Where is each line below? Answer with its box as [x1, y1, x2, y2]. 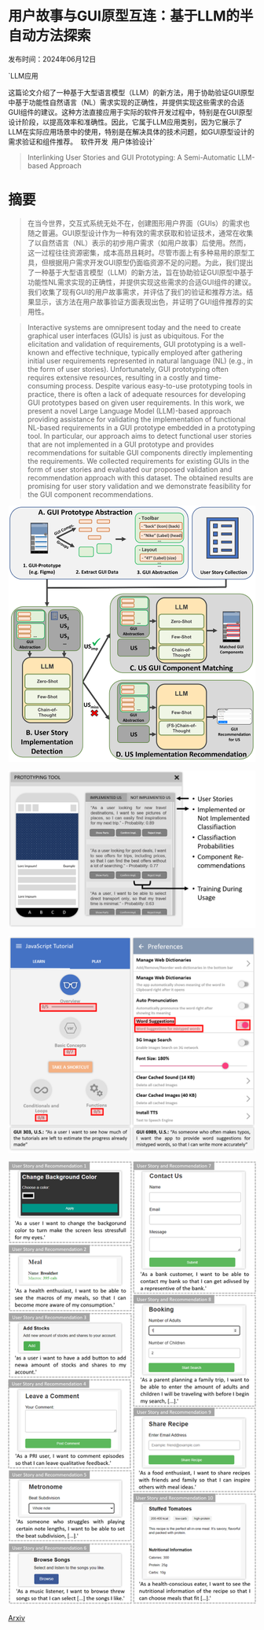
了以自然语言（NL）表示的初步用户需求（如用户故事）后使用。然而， [27, 237, 251, 248]
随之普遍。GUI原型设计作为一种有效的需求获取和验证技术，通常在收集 [27, 228, 254, 237]
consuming [27, 381, 64, 390]
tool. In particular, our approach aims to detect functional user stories [27, 431, 252, 440]
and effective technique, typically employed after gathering [50, 348, 243, 357]
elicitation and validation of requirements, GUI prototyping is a [27, 339, 229, 348]
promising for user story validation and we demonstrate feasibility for [27, 481, 251, 491]
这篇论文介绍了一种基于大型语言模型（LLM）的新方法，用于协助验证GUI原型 [8, 87, 255, 97]
